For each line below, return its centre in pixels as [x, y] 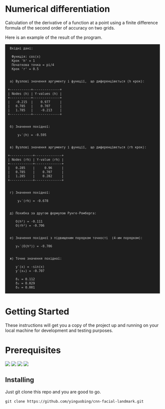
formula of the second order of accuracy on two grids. [60, 27]
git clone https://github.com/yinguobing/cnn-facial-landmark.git [74, 401]
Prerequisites [33, 350]
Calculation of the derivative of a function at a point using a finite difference [82, 23]
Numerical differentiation [58, 9]
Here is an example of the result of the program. [54, 37]
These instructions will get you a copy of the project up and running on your [82, 325]
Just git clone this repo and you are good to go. [53, 392]
